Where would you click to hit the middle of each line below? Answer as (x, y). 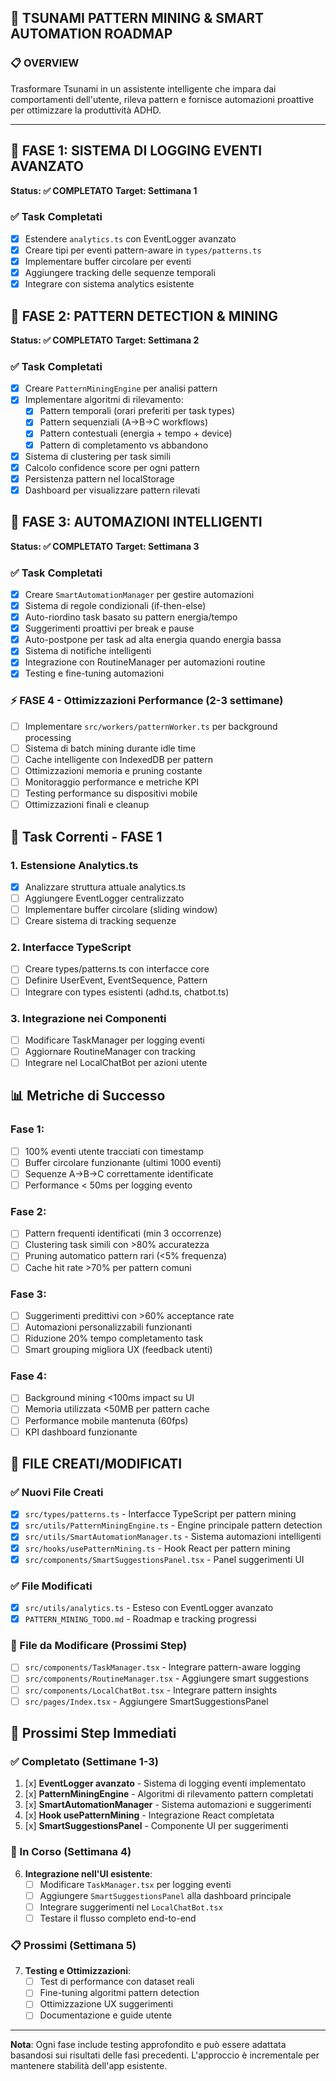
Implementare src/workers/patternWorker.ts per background (151, 726)
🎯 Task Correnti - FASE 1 (86, 836)
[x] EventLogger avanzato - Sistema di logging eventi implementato (165, 1783)
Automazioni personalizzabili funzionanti (108, 1327)
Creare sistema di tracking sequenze (100, 921)
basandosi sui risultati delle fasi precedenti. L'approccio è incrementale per (165, 2055)
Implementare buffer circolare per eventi (108, 261)
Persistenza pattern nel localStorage (99, 478)
